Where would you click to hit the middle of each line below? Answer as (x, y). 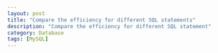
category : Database (36, 33)
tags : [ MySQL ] (28, 39)
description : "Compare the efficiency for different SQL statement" (109, 26)
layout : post (26, 13)
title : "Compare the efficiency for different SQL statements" (102, 20)
